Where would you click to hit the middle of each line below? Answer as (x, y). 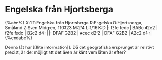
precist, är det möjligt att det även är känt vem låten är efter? (65, 52)
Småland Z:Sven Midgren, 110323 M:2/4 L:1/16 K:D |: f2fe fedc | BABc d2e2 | (81, 27)
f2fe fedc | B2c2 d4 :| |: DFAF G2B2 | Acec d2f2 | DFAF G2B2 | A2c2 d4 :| (78, 33)
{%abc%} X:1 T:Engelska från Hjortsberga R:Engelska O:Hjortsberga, (74, 23)
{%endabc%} (19, 38)
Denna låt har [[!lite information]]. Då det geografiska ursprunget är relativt (80, 47)
